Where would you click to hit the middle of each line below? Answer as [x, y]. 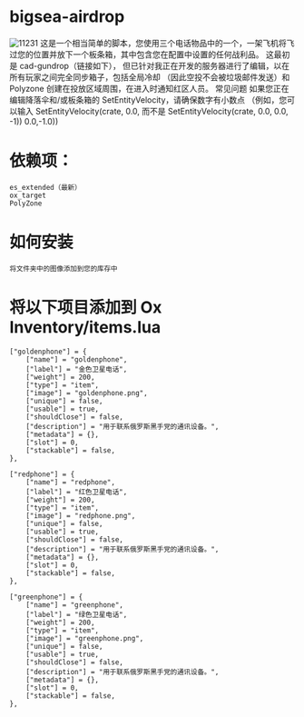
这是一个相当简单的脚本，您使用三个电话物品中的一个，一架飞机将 [164, 43]
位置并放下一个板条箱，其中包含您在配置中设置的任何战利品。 [148, 54]
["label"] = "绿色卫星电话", [77, 614]
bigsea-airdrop [67, 17]
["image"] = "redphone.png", [81, 515]
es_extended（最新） [45, 187]
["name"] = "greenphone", [75, 605]
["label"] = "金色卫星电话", [77, 369]
